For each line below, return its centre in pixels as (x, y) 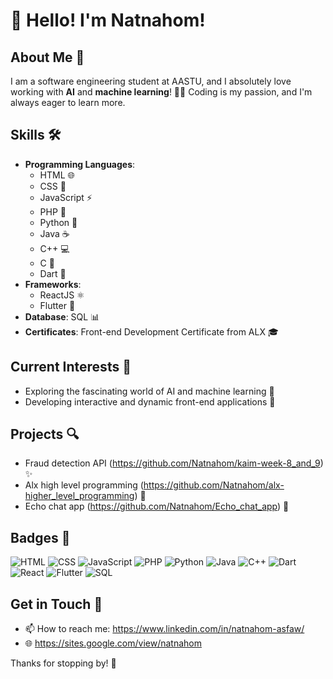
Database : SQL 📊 (62, 316)
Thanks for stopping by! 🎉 (63, 663)
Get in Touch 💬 (56, 604)
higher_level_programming (79, 496)
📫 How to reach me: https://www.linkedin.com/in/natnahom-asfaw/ (164, 629)
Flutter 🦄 (57, 305)
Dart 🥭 (53, 273)
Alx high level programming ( (84, 485)
